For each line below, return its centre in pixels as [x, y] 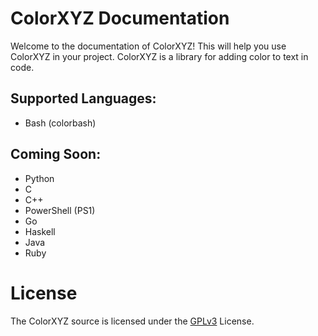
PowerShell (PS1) [60, 210]
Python [39, 178]
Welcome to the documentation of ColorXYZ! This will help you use [148, 46]
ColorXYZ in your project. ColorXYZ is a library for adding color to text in [159, 56]
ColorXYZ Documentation [120, 18]
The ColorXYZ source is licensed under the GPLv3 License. [132, 321]
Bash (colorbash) [60, 123]
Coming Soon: [56, 154]
